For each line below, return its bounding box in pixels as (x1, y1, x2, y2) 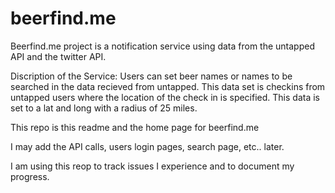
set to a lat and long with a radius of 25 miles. (10, 102, 198, 114)
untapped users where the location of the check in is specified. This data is (10, 91, 320, 103)
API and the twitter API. (10, 50, 107, 62)
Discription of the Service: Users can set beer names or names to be (10, 70, 293, 82)
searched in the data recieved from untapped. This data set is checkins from (10, 80, 326, 92)
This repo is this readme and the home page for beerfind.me (10, 121, 260, 133)
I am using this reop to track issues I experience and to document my (10, 160, 295, 172)
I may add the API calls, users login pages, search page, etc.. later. (10, 140, 285, 152)
